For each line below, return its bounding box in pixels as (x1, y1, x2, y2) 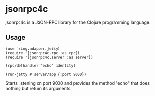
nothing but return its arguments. (5, 85, 72, 91)
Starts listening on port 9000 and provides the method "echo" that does (5, 80, 150, 86)
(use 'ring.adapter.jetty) (5, 46, 60, 51)
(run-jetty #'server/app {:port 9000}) (5, 72, 87, 77)
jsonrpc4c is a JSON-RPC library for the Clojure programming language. (5, 19, 151, 25)
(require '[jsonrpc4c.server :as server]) (5, 55, 93, 60)
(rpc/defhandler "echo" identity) (5, 63, 76, 68)
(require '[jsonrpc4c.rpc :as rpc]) (5, 50, 80, 55)
